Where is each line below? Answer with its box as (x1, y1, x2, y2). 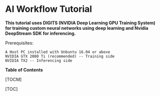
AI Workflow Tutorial (5, 3, 92, 15)
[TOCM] (5, 76, 22, 82)
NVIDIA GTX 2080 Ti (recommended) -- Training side (5, 53, 115, 59)
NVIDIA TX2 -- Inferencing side (5, 58, 72, 63)
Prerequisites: (5, 40, 34, 46)
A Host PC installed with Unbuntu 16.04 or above (5, 49, 111, 54)
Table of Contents (5, 67, 43, 73)
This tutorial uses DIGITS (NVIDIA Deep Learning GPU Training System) (5, 20, 156, 26)
